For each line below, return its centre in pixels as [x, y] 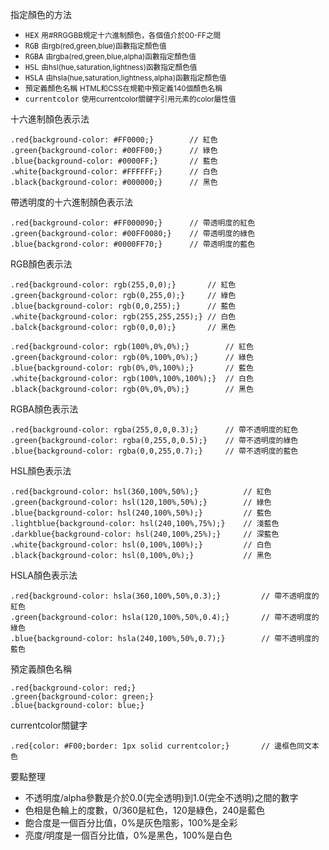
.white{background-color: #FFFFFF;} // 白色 [114, 172]
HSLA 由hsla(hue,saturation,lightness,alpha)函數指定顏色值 [125, 78]
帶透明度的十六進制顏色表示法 [71, 202]
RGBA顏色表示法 [44, 409]
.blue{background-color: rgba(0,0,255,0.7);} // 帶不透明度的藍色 [154, 451]
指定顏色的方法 [41, 14]
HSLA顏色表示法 [44, 575]
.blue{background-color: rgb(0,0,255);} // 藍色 [123, 306]
